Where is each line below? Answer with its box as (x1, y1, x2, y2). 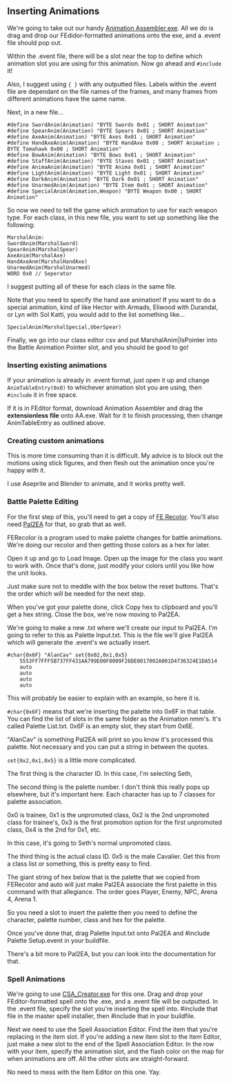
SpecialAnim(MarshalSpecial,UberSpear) (7, 324, 122, 331)
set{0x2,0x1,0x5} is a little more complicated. (7, 756, 137, 764)
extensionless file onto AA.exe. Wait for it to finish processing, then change (7, 411, 223, 420)
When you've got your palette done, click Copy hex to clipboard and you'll (7, 603, 218, 611)
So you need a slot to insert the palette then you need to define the (7, 908, 198, 917)
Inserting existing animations (7, 360, 108, 370)
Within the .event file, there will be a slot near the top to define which (7, 52, 203, 60)
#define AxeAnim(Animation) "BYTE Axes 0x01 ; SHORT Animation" (7, 133, 196, 140)
